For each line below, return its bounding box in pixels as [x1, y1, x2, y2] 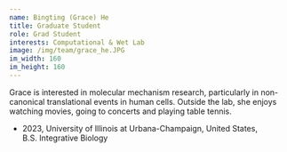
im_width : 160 [9, 54, 62, 63]
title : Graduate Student [9, 21, 101, 30]
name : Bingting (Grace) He [9, 12, 109, 22]
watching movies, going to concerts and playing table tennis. [9, 106, 233, 116]
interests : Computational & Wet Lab [9, 37, 145, 47]
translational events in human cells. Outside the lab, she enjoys [46, 96, 277, 107]
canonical [9, 96, 45, 107]
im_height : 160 [9, 63, 66, 72]
